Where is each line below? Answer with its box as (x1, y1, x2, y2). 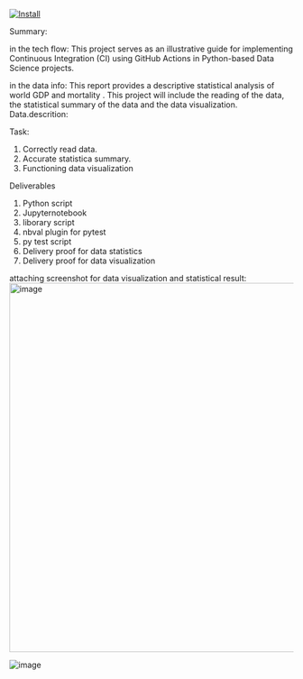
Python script (22, 198, 73, 208)
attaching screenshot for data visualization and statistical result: (9, 273, 247, 283)
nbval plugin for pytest (22, 226, 106, 237)
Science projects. (9, 63, 75, 73)
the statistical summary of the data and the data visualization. (9, 99, 238, 110)
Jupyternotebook (22, 207, 87, 218)
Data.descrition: (9, 109, 69, 119)
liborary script (22, 217, 75, 227)
